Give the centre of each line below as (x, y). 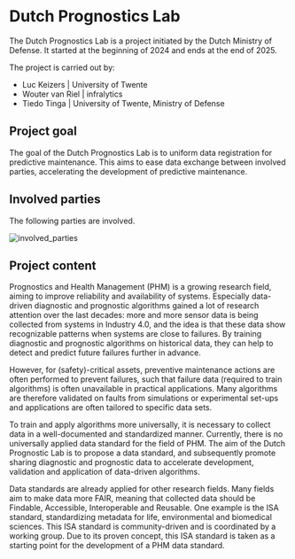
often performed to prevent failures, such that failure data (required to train (146, 379)
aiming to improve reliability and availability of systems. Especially (129, 296)
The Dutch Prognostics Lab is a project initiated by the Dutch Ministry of (141, 41)
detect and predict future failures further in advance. (105, 353)
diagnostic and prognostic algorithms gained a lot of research (147, 306)
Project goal (43, 132)
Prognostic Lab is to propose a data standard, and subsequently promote (143, 453)
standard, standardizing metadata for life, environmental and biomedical (141, 517)
